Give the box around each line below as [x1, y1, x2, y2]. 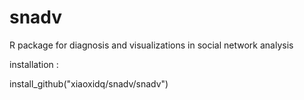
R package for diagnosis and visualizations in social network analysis [9, 39, 294, 51]
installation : [9, 58, 59, 70]
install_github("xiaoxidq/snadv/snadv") [9, 77, 169, 90]
